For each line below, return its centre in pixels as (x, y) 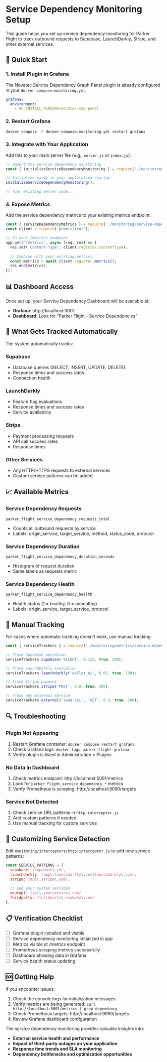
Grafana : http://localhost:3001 (44, 310)
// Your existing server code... (40, 192)
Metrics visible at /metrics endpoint (49, 944)
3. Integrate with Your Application (47, 144)
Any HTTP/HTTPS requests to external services (61, 470)
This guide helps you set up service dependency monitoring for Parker (78, 33)
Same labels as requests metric (45, 571)
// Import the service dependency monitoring (53, 164)
